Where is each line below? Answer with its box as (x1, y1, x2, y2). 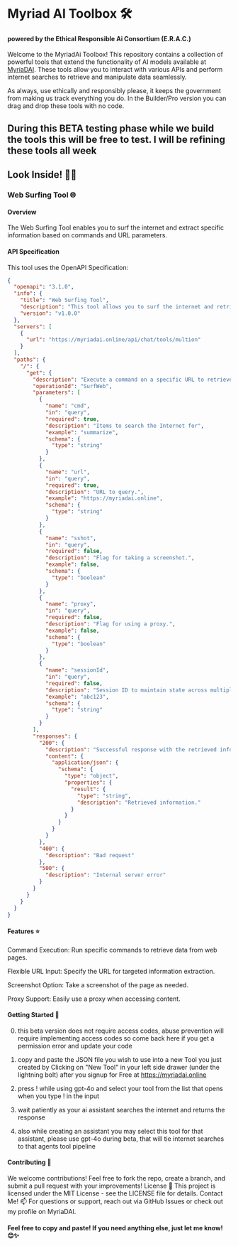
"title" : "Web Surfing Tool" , (20, 296, 110, 304)
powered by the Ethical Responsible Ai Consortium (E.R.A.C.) (7, 34, 191, 43)
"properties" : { (64, 779, 113, 786)
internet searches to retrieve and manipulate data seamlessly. (7, 72, 187, 82)
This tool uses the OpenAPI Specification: (7, 263, 129, 272)
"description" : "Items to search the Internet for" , (45, 422, 204, 429)
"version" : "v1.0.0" (20, 310, 81, 317)
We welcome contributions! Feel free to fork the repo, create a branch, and (7, 1174, 226, 1182)
